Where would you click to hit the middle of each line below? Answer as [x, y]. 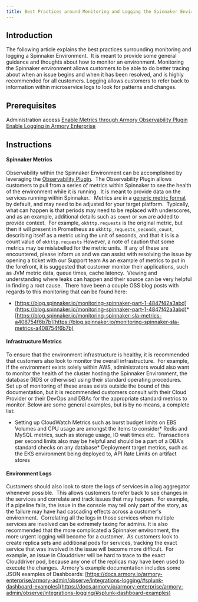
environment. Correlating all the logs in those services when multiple [90, 518]
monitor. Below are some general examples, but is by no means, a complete [98, 405]
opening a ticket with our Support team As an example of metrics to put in [96, 260]
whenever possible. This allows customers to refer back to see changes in [97, 493]
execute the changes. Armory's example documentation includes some [93, 568]
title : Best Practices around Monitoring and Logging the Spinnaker [92, 11]
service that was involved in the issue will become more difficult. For [90, 549]
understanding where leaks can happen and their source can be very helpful [99, 279]
